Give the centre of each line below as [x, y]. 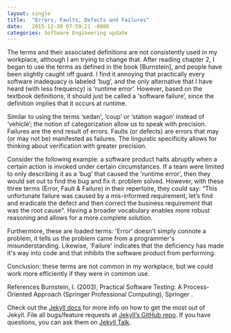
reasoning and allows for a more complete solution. [80, 218]
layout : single [29, 13]
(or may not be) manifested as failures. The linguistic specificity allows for [112, 139]
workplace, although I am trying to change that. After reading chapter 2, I [111, 60]
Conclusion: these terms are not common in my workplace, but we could [110, 266]
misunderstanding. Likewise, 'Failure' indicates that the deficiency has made [115, 246]
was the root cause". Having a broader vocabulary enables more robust [109, 211]
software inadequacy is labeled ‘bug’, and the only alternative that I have [110, 82]
